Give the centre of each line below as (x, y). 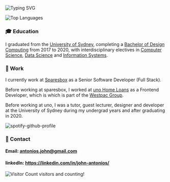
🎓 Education (22, 31)
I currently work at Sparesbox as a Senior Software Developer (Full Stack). (83, 80)
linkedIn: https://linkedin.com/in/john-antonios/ (57, 163)
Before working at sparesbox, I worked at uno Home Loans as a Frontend (82, 89)
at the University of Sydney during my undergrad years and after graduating (85, 110)
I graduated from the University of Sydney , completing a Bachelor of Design (85, 44)
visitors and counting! (62, 174)
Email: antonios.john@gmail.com (41, 151)
